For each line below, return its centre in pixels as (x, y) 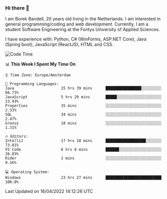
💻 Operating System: (27, 172)
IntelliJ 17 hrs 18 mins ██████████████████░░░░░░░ (83, 141)
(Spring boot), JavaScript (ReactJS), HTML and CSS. (59, 44)
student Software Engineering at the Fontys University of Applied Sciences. (83, 29)
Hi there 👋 (17, 8)
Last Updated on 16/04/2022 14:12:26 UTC (49, 191)
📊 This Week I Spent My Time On (40, 64)
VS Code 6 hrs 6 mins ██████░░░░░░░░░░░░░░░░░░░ (83, 149)
